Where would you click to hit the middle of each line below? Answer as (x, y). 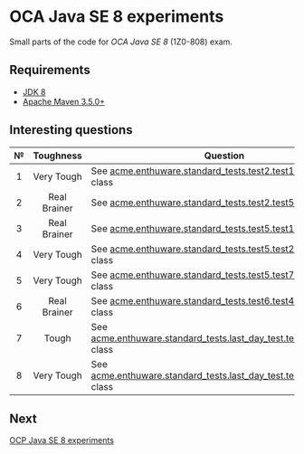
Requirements (50, 70)
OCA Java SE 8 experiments (117, 17)
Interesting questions (71, 130)
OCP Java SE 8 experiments (62, 440)
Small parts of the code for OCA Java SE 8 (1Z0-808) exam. (121, 42)
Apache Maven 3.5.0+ (64, 101)
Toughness (58, 156)
